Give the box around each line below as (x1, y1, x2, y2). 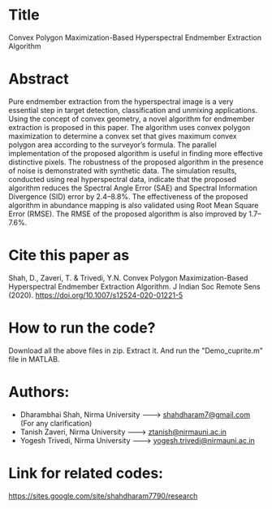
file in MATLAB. (8, 354, 60, 363)
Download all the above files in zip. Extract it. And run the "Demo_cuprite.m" (8, 346, 264, 355)
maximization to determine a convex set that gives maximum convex (8, 131, 237, 141)
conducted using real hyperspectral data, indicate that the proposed (8, 174, 237, 184)
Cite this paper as (8, 246, 130, 265)
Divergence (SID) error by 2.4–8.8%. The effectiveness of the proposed (8, 191, 248, 201)
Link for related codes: (8, 463, 164, 482)
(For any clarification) (19, 418, 93, 428)
